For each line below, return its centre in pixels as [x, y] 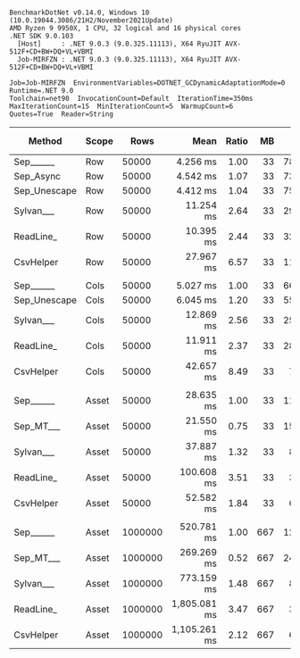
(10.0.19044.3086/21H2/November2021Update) [92, 21]
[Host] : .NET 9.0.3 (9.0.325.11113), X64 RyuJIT [119, 44]
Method [45, 141]
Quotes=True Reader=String [62, 114]
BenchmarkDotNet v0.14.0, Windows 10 [79, 12]
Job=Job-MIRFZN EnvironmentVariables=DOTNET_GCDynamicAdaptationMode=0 [147, 83]
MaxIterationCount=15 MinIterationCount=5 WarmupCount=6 [121, 106]
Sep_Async [37, 176]
